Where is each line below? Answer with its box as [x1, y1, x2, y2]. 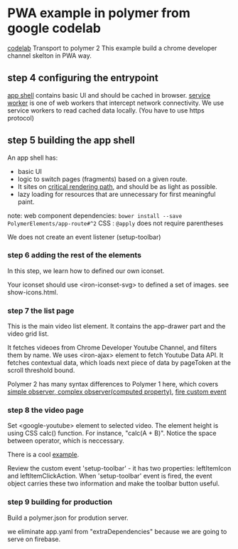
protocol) [7, 113, 34, 122]
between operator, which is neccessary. [7, 436, 124, 445]
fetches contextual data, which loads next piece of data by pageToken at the [7, 359, 231, 367]
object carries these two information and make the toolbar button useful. [7, 479, 220, 488]
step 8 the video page [7, 405, 84, 415]
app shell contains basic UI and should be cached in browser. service [7, 91, 211, 99]
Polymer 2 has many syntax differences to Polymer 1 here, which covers [7, 380, 219, 389]
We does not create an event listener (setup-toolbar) [7, 232, 161, 241]
